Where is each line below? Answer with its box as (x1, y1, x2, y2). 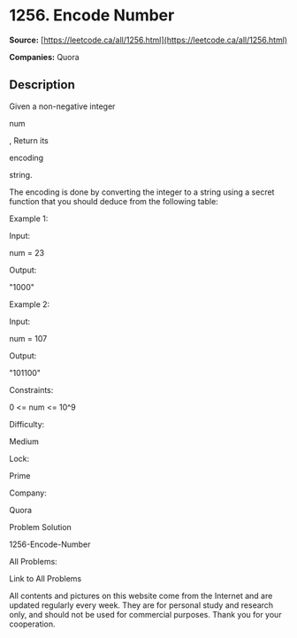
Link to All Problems (9, 573, 82, 584)
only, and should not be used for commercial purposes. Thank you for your (9, 609, 282, 619)
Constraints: (9, 384, 54, 395)
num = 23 (9, 247, 45, 258)
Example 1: (9, 213, 49, 224)
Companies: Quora (9, 51, 80, 62)
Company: (9, 488, 47, 498)
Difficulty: (9, 419, 45, 429)
